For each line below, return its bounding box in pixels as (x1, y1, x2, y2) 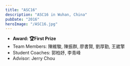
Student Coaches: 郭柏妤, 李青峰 (12, 50, 81, 56)
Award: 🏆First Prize (12, 36, 56, 42)
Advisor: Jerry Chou (12, 55, 55, 61)
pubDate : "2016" (5, 17, 40, 22)
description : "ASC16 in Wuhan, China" (5, 12, 87, 17)
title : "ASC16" (5, 7, 38, 13)
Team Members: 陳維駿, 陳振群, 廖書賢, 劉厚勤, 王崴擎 (12, 43, 125, 49)
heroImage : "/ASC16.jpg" (5, 21, 58, 27)
